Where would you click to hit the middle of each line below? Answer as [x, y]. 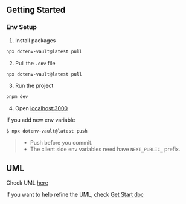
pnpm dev [17, 97]
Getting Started [36, 10]
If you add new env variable [41, 120]
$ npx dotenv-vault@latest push [47, 131]
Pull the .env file [35, 63]
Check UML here [27, 183]
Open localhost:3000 [41, 108]
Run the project [34, 86]
